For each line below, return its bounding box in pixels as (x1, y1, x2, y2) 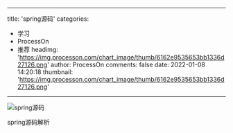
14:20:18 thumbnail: (17, 68, 74, 76)
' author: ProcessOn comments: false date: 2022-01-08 (47, 60, 206, 69)
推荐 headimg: (17, 46, 59, 53)
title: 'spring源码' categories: (7, 15, 89, 23)
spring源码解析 (7, 118, 50, 126)
